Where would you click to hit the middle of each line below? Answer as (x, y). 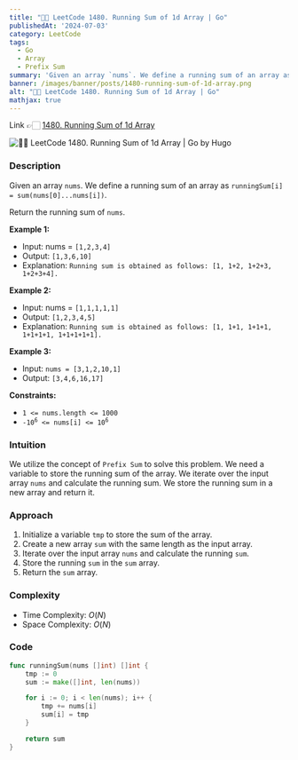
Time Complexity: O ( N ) (64, 614)
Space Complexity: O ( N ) (67, 624)
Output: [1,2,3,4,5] (59, 317)
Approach (31, 515)
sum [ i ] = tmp (65, 715)
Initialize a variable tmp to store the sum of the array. (117, 534)
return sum (45, 739)
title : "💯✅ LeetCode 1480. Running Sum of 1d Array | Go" (118, 17)
